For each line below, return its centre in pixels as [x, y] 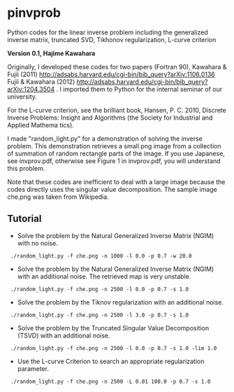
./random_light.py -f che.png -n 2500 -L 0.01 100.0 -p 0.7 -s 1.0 [110, 381]
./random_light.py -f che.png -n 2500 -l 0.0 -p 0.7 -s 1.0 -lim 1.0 [114, 348]
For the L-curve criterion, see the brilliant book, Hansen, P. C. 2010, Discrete [117, 110]
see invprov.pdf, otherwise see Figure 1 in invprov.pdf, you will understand [114, 161]
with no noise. [37, 243]
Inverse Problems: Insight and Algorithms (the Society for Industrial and [110, 118]
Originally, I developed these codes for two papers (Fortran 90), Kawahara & [117, 66]
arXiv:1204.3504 [31, 89]
